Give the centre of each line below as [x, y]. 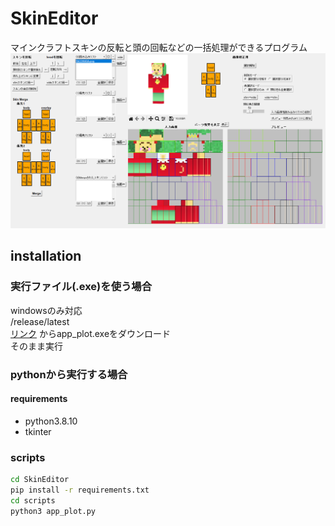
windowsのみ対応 [46, 310]
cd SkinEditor [40, 480]
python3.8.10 [51, 421]
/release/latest [40, 321]
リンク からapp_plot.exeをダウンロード [91, 333]
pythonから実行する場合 [69, 374]
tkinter [38, 431]
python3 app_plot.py [53, 511]
